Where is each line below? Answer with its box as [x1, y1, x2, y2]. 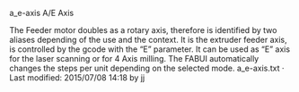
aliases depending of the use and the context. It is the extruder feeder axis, [9, 35, 287, 45]
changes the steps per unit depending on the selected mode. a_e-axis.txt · [9, 63, 285, 73]
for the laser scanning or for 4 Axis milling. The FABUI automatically [9, 54, 259, 63]
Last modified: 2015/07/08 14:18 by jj [9, 72, 145, 83]
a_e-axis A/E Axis [9, 8, 75, 18]
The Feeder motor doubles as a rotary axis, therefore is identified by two [9, 25, 277, 35]
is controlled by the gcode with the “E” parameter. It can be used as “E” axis [9, 44, 290, 54]
